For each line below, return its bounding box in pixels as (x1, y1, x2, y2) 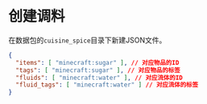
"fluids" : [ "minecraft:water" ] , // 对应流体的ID (15, 74, 183, 82)
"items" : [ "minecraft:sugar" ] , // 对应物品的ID (15, 58, 180, 66)
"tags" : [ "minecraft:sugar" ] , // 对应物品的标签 (15, 66, 181, 74)
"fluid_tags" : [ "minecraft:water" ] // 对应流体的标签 (15, 81, 199, 89)
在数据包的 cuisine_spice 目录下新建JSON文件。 (8, 35, 167, 45)
